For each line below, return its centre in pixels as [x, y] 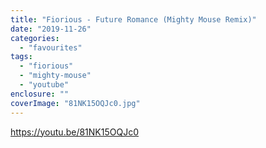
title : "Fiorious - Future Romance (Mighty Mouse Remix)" [133, 19]
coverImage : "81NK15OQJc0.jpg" [75, 103]
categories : [35, 38]
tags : [21, 57]
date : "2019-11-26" [51, 29]
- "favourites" [51, 47]
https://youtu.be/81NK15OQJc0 [75, 132]
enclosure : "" [40, 94]
